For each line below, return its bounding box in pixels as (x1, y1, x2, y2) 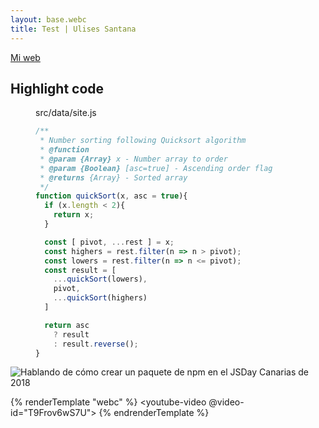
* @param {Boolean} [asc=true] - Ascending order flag (39, 163, 273, 173)
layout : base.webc (10, 14, 87, 25)
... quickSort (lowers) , (53, 274, 148, 285)
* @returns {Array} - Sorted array (39, 172, 188, 183)
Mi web (10, 51, 41, 63)
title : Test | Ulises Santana (10, 24, 137, 34)
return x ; (53, 210, 95, 220)
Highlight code (10, 80, 105, 97)
